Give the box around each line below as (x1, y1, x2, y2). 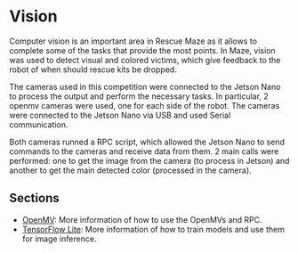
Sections (9, 191, 60, 206)
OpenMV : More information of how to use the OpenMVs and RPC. (21, 214, 262, 224)
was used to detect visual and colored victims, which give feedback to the (9, 54, 281, 65)
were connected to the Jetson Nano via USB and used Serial (9, 110, 231, 120)
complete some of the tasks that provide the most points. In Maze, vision (9, 45, 276, 55)
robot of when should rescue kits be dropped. (9, 64, 178, 75)
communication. (9, 118, 68, 130)
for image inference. (21, 233, 97, 244)
